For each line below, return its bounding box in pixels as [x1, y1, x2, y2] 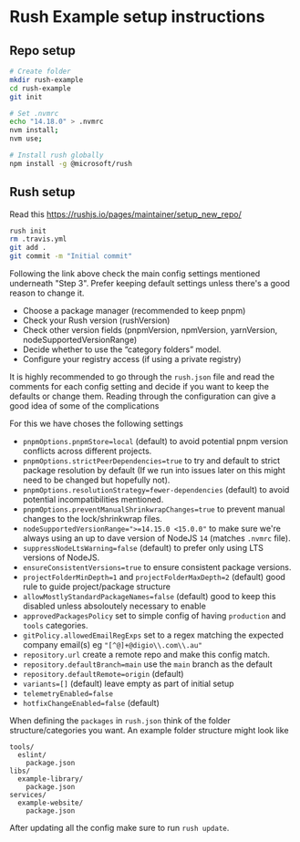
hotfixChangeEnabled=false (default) [22, 698, 160, 709]
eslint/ [17, 751, 47, 760]
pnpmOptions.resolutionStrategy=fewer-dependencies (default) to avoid [22, 484, 290, 495]
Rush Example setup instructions [9, 6, 265, 27]
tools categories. [22, 620, 88, 631]
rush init [9, 226, 47, 235]
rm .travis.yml [9, 234, 67, 244]
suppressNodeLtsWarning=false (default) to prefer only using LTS [22, 543, 264, 554]
